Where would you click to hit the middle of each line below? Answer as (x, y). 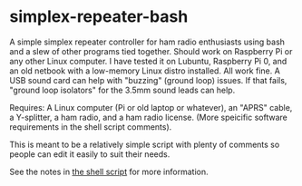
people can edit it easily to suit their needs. (90, 154)
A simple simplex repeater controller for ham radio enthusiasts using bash (147, 42)
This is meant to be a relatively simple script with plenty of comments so (145, 144)
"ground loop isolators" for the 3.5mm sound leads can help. (122, 90)
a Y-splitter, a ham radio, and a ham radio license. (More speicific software (148, 117)
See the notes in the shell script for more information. (109, 171)
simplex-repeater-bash (99, 17)
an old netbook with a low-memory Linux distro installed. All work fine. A (145, 71)
